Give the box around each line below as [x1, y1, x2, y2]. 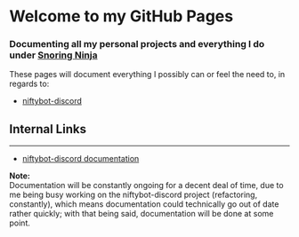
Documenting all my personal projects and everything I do [9, 38, 265, 51]
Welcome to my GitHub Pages [9, 6, 234, 27]
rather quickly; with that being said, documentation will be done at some [9, 209, 274, 219]
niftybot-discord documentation [21, 154, 140, 164]
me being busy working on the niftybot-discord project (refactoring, [9, 189, 258, 201]
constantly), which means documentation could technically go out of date [9, 199, 279, 209]
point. [9, 217, 31, 228]
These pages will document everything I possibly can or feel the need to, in [9, 69, 286, 80]
